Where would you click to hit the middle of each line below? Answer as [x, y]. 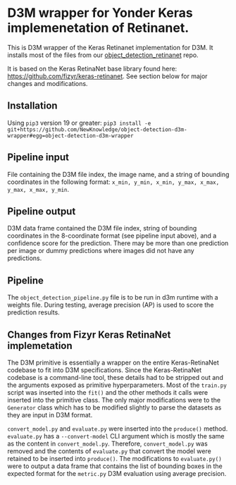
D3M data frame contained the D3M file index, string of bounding [102, 228]
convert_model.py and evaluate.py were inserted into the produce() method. [118, 429]
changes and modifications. [48, 83]
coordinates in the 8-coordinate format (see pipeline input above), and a [112, 236]
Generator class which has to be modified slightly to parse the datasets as [114, 407]
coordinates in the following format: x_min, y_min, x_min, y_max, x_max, [113, 182]
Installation [32, 106]
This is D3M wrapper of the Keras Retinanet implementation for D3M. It [110, 47]
